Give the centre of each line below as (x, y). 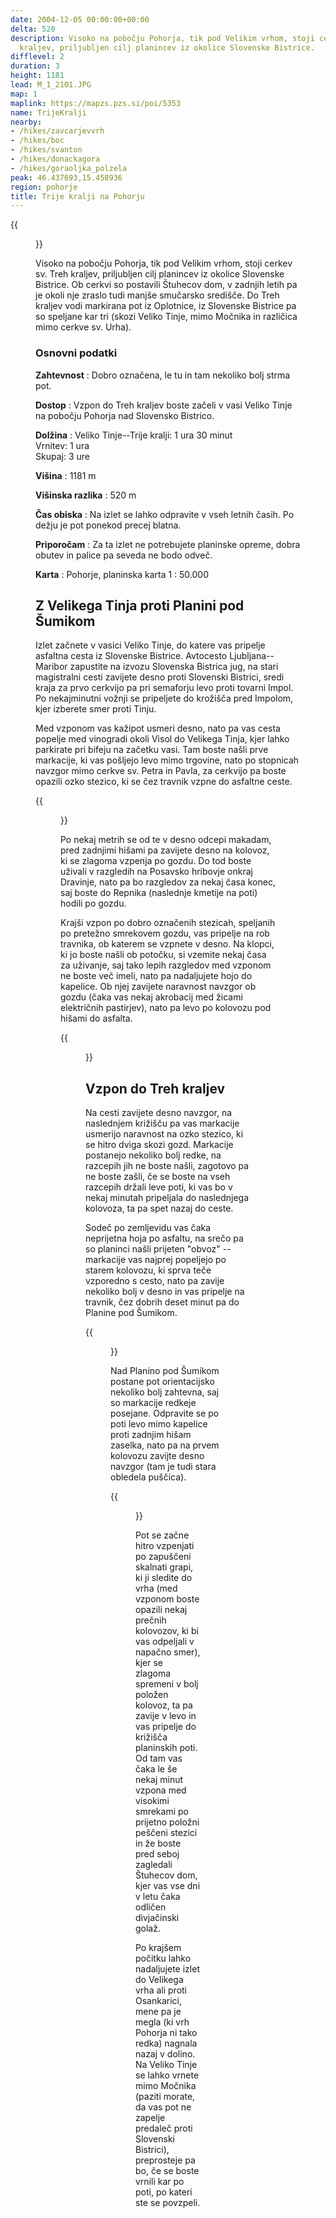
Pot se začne (162, 1535)
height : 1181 (37, 76)
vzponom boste (167, 1599)
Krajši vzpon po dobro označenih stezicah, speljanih (168, 923)
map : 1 (24, 94)
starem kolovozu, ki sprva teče (148, 1270)
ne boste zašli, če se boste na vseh (158, 1177)
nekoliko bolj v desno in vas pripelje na (165, 1292)
